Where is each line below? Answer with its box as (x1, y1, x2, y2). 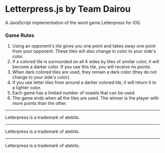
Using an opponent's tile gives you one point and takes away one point (12, 43, 156, 49)
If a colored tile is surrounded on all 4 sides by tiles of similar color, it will (12, 59, 160, 65)
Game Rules (5, 32, 34, 39)
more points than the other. (12, 101, 67, 106)
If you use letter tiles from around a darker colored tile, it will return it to (12, 79, 157, 85)
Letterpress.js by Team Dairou (5, 3, 131, 15)
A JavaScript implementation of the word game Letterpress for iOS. (5, 20, 141, 25)
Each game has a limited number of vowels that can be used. (12, 90, 136, 96)
